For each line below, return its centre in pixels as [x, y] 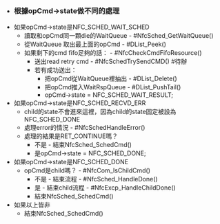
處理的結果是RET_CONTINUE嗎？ [71, 136]
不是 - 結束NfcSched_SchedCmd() [83, 145]
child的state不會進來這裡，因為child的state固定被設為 [100, 112]
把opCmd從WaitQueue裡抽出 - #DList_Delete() [111, 79]
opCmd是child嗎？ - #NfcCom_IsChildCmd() [87, 170]
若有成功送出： [56, 70]
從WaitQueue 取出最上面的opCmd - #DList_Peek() [95, 44]
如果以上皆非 [32, 205]
